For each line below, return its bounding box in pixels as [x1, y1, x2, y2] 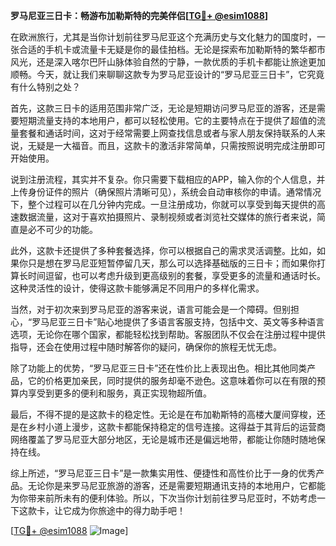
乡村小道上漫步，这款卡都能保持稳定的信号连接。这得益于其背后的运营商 [27, 421, 326, 433]
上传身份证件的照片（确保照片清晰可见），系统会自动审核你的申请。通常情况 [10, 186, 322, 198]
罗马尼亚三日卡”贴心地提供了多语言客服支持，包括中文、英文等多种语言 [31, 316, 325, 328]
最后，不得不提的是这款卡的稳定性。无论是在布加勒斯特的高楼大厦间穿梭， [10, 409, 317, 420]
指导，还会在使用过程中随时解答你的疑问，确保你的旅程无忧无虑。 [10, 341, 282, 353]
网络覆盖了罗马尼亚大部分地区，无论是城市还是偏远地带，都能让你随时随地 [10, 434, 317, 445]
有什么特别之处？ [10, 81, 81, 93]
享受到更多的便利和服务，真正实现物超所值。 [27, 387, 212, 399]
